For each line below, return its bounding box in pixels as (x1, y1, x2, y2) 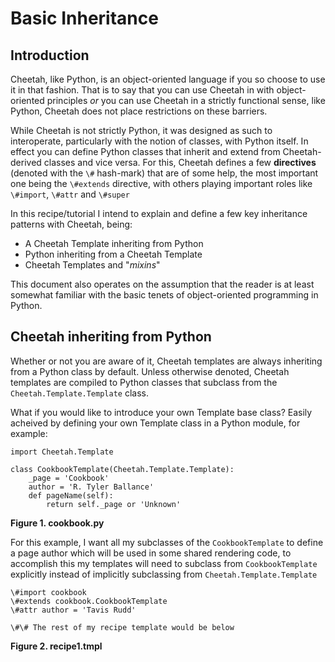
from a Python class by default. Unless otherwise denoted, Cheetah (10, 365, 290, 377)
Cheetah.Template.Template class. (10, 387, 149, 399)
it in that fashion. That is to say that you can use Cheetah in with (10, 84, 275, 96)
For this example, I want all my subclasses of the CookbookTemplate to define (10, 536, 324, 548)
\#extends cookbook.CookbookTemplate (10, 596, 168, 606)
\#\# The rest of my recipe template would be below (10, 622, 235, 632)
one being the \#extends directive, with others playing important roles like (10, 178, 313, 189)
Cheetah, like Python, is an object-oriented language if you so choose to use (10, 73, 326, 85)
